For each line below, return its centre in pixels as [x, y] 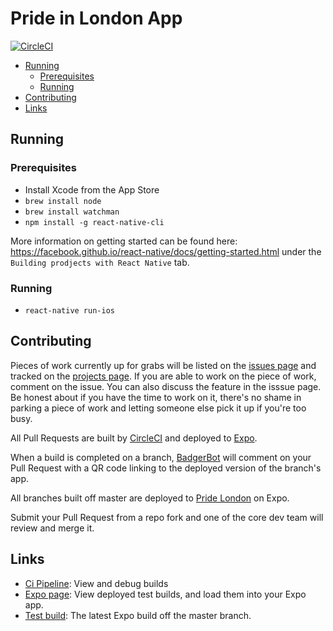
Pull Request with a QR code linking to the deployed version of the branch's [166, 468]
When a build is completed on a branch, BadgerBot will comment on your [161, 457]
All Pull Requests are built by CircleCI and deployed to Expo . [134, 438]
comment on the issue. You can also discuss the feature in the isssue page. [166, 386]
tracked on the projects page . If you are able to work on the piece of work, [163, 376]
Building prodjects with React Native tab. [100, 262]
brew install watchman [72, 212]
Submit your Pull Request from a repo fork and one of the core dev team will [167, 517]
